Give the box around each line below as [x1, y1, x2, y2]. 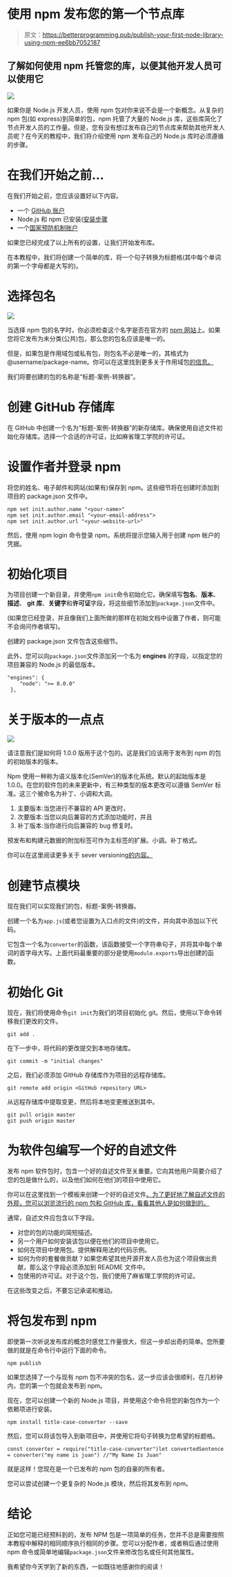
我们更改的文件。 [12, 1017, 62, 1026]
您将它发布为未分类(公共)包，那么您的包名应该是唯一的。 [7, 334, 169, 343]
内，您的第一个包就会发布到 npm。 [7, 1382, 107, 1390]
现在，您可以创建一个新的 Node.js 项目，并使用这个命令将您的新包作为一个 [7, 1396, 220, 1405]
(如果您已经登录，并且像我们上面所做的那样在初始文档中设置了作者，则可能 [7, 614, 222, 622]
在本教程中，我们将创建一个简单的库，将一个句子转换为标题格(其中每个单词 [7, 253, 222, 261]
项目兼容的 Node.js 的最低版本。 [7, 661, 99, 669]
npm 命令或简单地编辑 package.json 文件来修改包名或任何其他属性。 [7, 1548, 198, 1556]
